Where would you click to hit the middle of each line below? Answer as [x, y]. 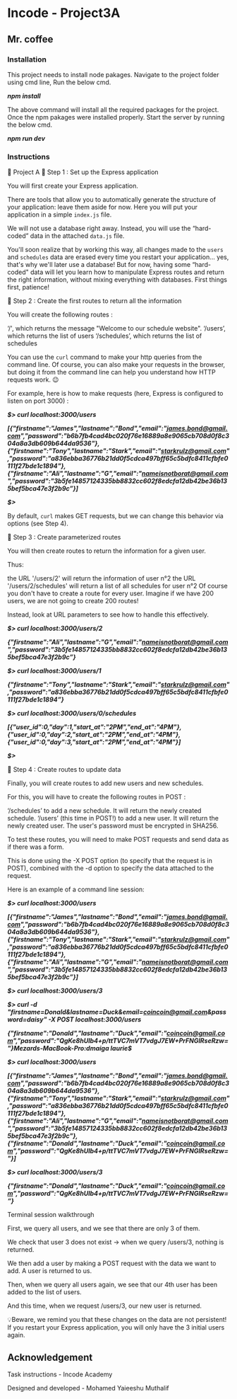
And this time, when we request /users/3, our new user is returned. [105, 1306]
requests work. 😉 [33, 379]
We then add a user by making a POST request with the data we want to [112, 1263]
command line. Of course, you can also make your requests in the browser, [116, 365]
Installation [27, 59]
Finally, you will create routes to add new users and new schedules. [105, 783]
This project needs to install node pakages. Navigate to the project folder [114, 74]
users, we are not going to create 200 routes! [73, 601]
